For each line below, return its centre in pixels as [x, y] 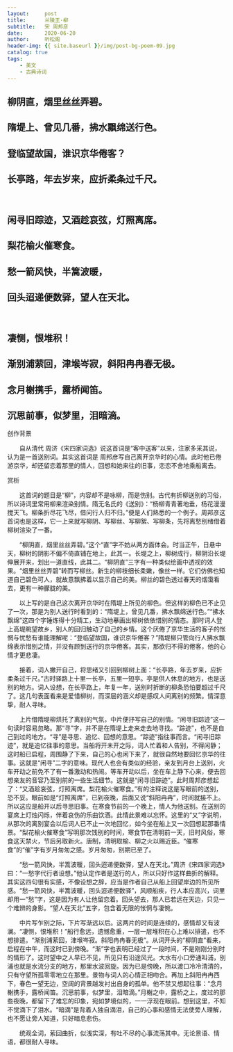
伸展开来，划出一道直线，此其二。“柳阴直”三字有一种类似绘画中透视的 [107, 562]
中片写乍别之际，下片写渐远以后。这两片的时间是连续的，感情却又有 [116, 923]
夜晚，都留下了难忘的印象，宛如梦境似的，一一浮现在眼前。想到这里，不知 [119, 1001]
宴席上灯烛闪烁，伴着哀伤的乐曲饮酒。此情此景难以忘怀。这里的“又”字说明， [116, 815]
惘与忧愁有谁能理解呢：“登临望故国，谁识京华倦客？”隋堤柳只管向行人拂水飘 [116, 638]
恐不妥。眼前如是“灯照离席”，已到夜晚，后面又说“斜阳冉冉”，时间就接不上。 [116, 798]
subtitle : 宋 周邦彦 [38, 26]
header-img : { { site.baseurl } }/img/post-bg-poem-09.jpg [91, 46]
